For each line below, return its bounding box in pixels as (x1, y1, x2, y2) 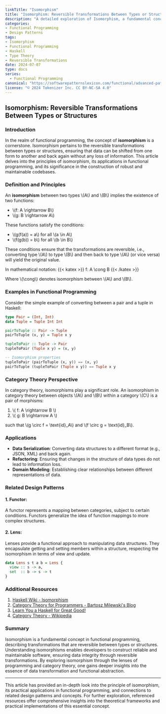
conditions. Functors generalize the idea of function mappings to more (5, 512, 149, 519)
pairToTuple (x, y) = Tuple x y (5, 333, 72, 337)
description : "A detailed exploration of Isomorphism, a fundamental (5, 16, 152, 21)
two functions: (5, 198, 35, 204)
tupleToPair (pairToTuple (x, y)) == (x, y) (5, 359, 98, 365)
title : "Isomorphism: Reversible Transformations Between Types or (5, 12, 147, 17)
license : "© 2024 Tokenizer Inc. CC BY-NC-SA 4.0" (5, 85, 112, 90)
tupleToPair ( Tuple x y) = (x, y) (5, 346, 77, 351)
